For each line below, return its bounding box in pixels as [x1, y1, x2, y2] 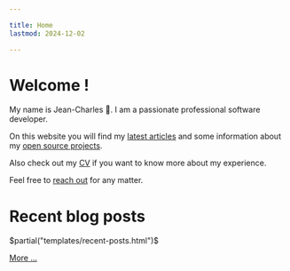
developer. [9, 114, 49, 124]
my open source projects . [9, 140, 103, 151]
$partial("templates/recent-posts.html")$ [9, 235, 160, 246]
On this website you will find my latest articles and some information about [9, 131, 282, 142]
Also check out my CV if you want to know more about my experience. [9, 157, 267, 169]
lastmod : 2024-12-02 [9, 28, 86, 38]
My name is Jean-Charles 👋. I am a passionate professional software [9, 104, 261, 116]
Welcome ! [9, 75, 90, 95]
